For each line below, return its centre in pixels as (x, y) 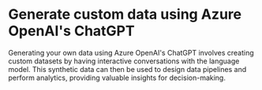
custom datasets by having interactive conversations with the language (124, 61)
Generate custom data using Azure (125, 14)
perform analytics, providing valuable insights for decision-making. (117, 77)
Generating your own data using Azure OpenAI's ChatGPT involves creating (131, 52)
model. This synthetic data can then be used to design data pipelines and (127, 69)
